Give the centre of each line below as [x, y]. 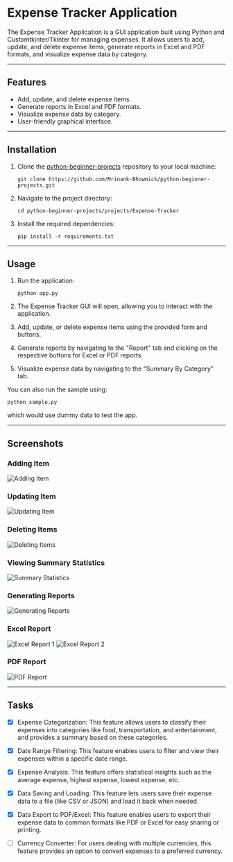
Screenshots [35, 443]
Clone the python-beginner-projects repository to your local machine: [117, 166]
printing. [29, 829]
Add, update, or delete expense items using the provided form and [112, 327]
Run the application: [46, 281]
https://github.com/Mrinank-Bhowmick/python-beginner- [129, 179]
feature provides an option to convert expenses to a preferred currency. [120, 851]
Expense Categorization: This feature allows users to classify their [112, 722]
